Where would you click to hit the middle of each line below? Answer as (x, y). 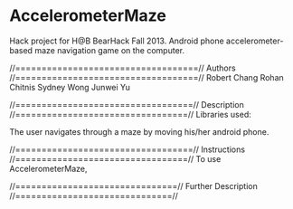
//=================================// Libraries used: (130, 114)
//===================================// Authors (123, 68)
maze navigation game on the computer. (110, 50)
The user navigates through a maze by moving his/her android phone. (139, 131)
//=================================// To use (115, 158)
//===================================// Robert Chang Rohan (147, 77)
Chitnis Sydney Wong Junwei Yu (70, 87)
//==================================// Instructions (128, 149)
